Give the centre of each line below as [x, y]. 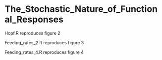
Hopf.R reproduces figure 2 [32, 33]
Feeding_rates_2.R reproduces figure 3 [44, 42]
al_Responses [34, 19]
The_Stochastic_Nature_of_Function [81, 9]
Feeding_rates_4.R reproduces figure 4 [44, 52]
